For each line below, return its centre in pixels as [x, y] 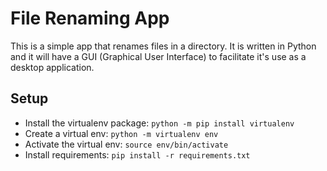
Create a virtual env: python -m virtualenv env [121, 133]
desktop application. [52, 67]
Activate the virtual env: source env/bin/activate [126, 144]
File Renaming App [90, 18]
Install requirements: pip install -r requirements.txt [137, 154]
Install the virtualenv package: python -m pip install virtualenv [159, 123]
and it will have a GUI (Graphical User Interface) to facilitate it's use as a [158, 56]
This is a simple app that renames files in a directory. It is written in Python [163, 46]
